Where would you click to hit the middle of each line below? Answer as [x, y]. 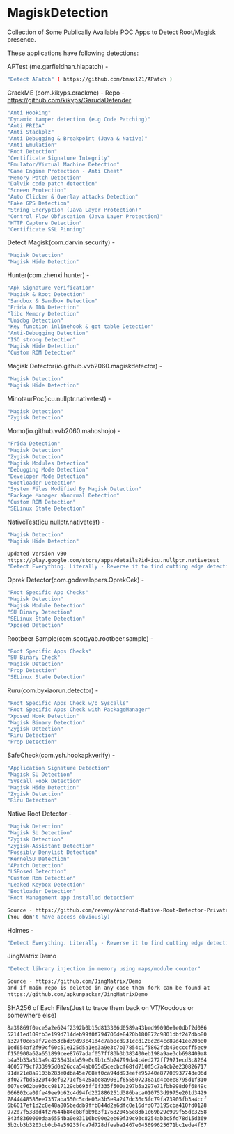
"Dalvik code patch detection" [53, 184]
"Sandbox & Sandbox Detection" [53, 301]
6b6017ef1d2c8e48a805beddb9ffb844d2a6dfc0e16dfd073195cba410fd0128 [107, 1105]
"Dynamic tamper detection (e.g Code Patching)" [79, 119]
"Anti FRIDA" [26, 126]
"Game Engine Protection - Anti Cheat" [65, 171]
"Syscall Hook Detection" [45, 781]
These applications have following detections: [73, 53]
